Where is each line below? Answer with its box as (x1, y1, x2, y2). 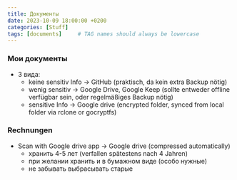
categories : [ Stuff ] (7, 23, 69, 31)
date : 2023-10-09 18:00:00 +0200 (7, 17, 107, 24)
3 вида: (17, 70, 41, 78)
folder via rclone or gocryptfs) (28, 107, 117, 116)
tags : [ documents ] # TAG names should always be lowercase (7, 30, 200, 38)
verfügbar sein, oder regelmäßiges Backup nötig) (28, 92, 173, 101)
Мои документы (7, 54, 68, 64)
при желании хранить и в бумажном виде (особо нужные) (28, 157, 208, 165)
